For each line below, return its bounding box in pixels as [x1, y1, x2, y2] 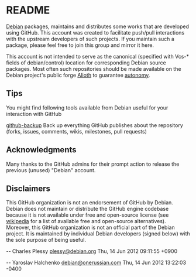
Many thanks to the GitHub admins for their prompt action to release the [6, 160, 180, 167]
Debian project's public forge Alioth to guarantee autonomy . [6, 71, 150, 78]
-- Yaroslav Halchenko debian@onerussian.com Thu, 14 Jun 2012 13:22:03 [6, 259, 186, 266]
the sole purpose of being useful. [6, 237, 87, 244]
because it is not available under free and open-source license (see [6, 211, 169, 218]
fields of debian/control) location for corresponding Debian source [6, 59, 167, 66]
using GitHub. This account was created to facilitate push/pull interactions [6, 29, 185, 36]
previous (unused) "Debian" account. [6, 166, 96, 173]
